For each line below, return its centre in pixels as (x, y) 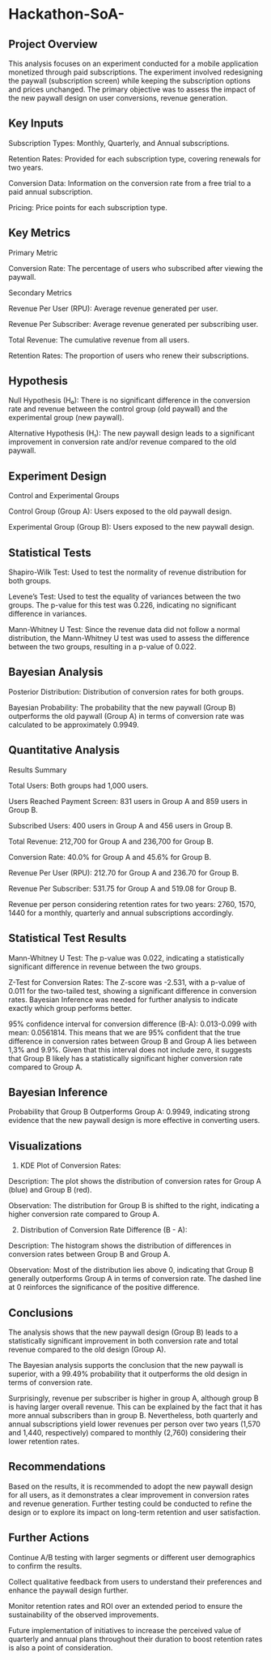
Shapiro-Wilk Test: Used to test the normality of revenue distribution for (127, 572)
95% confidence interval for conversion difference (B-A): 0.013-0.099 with (133, 1024)
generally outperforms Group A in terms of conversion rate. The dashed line (135, 1279)
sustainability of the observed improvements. (84, 1615)
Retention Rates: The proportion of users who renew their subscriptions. (129, 355)
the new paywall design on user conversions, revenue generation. (118, 98)
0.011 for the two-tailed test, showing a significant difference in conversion (133, 991)
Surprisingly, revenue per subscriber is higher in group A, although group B (133, 1398)
